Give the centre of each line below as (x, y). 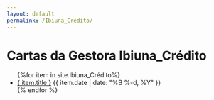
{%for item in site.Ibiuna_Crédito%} (69, 75)
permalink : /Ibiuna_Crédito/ (50, 21)
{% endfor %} (37, 90)
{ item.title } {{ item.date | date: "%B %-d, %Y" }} (89, 83)
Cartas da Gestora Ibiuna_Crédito (107, 56)
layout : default (31, 14)
